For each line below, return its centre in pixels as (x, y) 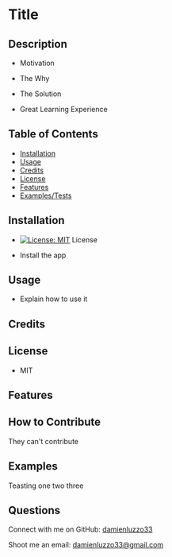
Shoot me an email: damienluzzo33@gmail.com (86, 545)
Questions (34, 511)
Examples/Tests (46, 195)
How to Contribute (55, 422)
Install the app (43, 255)
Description (38, 44)
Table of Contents (54, 134)
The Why (34, 78)
